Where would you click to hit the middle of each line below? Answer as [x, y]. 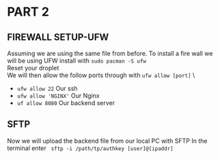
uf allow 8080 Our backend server [66, 103]
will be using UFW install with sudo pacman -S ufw [77, 61]
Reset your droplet [33, 68]
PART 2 [28, 12]
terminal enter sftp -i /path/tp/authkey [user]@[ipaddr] [90, 148]
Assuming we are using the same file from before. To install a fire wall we [110, 53]
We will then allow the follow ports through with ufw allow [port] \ [101, 75]
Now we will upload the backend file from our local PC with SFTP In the [107, 141]
